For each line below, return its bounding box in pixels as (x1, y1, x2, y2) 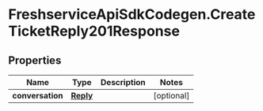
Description (100, 77, 146, 87)
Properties (8, 54, 62, 67)
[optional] (153, 91, 190, 101)
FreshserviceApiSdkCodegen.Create (8, 6, 256, 24)
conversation (12, 91, 63, 101)
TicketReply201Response (8, 22, 181, 40)
